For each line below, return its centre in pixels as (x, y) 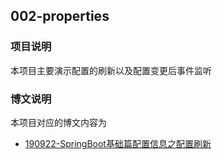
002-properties (60, 16)
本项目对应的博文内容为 (58, 122)
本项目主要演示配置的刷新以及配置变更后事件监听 (111, 70)
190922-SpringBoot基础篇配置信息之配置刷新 (118, 143)
